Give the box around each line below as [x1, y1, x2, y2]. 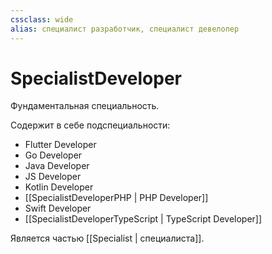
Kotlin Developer [24, 181, 94, 193]
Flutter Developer [24, 139, 97, 151]
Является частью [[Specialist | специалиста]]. [10, 232, 205, 245]
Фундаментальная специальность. [10, 100, 160, 112]
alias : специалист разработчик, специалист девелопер [10, 24, 240, 34]
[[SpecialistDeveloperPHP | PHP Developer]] [24, 192, 209, 204]
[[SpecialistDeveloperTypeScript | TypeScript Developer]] [24, 213, 263, 225]
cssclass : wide [10, 14, 74, 25]
